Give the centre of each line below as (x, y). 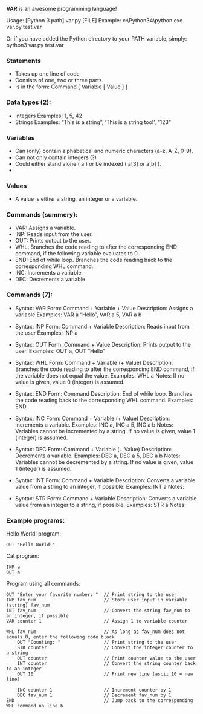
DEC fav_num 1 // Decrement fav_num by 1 (94, 695)
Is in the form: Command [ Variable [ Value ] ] (71, 87)
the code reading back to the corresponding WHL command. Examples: (104, 400)
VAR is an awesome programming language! (62, 9)
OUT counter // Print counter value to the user (107, 658)
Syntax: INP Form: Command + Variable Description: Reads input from (102, 326)
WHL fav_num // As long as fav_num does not (96, 632)
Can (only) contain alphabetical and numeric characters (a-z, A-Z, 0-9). (104, 151)
